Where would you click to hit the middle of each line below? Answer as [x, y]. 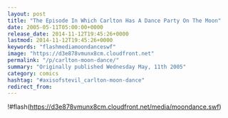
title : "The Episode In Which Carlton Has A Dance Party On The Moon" [114, 21]
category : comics [33, 73]
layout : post [27, 14]
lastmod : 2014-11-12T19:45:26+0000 [60, 41]
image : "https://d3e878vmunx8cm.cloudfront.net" [81, 54]
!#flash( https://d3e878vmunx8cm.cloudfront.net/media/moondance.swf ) [115, 107]
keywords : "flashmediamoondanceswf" [62, 47]
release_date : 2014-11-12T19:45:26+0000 [68, 34]
